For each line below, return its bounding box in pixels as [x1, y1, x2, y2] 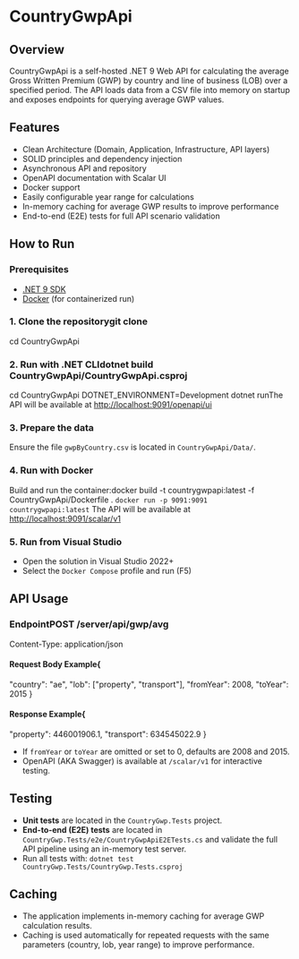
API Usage [9, 591, 69, 606]
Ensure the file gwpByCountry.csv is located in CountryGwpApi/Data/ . [9, 441, 257, 453]
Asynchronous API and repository [21, 163, 148, 174]
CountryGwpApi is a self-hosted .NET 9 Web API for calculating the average [9, 65, 289, 76]
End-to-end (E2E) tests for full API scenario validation [21, 210, 221, 221]
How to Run [9, 236, 75, 252]
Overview [9, 42, 65, 57]
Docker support [21, 182, 81, 193]
